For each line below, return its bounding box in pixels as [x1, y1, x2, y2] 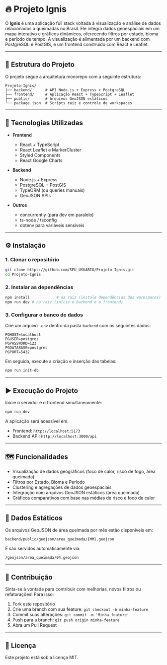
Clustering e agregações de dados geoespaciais [12, 484, 112, 490]
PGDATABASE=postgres [5, 345, 48, 351]
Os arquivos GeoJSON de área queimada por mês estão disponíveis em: [5, 527, 153, 533]
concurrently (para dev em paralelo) [19, 212, 94, 218]
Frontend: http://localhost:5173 [12, 428, 81, 434]
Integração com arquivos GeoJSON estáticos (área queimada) [12, 489, 140, 495]
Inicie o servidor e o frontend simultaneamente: [5, 400, 102, 406]
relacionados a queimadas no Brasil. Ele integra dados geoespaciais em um [5, 25, 160, 31]
